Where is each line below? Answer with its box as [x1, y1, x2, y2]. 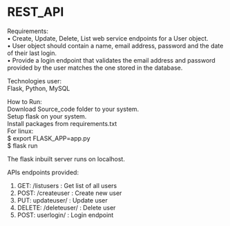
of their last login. [7, 49, 57, 57]
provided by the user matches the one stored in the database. [7, 63, 183, 72]
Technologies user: [7, 76, 62, 85]
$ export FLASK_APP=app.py [7, 134, 91, 142]
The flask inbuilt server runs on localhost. [7, 154, 126, 163]
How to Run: [7, 97, 43, 105]
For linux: [7, 127, 34, 135]
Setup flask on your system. [7, 112, 87, 121]
